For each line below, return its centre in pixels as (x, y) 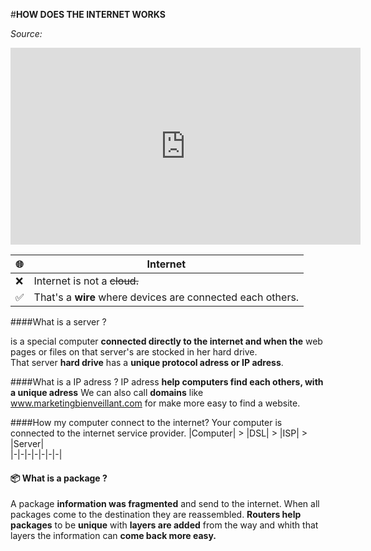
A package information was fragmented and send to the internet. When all (165, 504)
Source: (26, 33)
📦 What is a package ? (59, 478)
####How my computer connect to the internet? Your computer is (146, 422)
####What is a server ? (58, 322)
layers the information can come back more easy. (113, 536)
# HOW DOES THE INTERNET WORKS (88, 14)
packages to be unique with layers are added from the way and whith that (164, 525)
